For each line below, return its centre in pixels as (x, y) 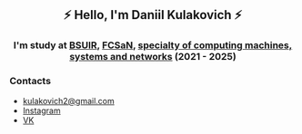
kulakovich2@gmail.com (69, 100)
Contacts (30, 81)
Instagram (41, 110)
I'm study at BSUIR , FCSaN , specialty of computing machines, (153, 45)
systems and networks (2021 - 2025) (153, 57)
